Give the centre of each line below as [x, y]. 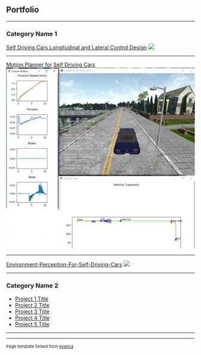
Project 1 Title [32, 299]
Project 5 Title [32, 324]
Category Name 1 [32, 33]
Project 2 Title [32, 305]
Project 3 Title [32, 311]
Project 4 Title [32, 318]
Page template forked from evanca [40, 346]
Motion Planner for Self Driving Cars [51, 65]
